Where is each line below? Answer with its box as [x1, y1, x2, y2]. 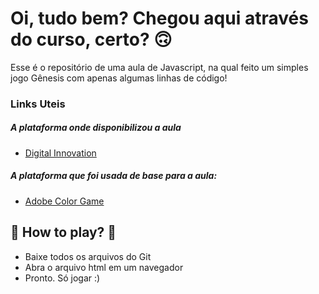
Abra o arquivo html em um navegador [24, 261, 184, 273]
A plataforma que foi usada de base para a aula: [10, 170, 218, 182]
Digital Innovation [24, 147, 97, 159]
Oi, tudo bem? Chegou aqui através [10, 7, 309, 30]
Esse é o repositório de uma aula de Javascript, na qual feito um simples [10, 61, 309, 73]
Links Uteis [10, 97, 66, 111]
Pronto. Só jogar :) [24, 272, 101, 284]
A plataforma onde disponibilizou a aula [10, 122, 182, 134]
